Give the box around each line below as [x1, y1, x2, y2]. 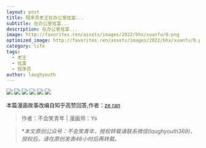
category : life [6, 43, 45, 50]
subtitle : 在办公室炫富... [6, 20, 70, 26]
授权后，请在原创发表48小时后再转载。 [21, 135, 120, 142]
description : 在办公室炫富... [6, 26, 78, 32]
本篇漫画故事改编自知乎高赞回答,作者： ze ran [6, 102, 121, 109]
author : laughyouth [6, 72, 56, 78]
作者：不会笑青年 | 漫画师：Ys [21, 114, 97, 122]
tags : [6, 49, 20, 55]
